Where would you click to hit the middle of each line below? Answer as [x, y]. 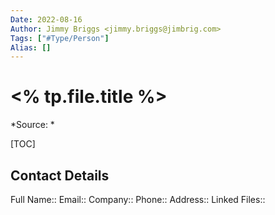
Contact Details [60, 175]
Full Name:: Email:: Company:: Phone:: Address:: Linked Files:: [138, 199]
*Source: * [32, 125]
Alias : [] [31, 47]
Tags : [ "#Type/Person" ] [60, 38]
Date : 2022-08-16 [46, 19]
